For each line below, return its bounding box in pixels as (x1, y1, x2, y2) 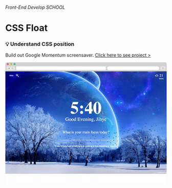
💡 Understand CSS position (5, 40, 75, 47)
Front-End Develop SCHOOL (5, 4, 66, 10)
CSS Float (5, 22, 48, 33)
